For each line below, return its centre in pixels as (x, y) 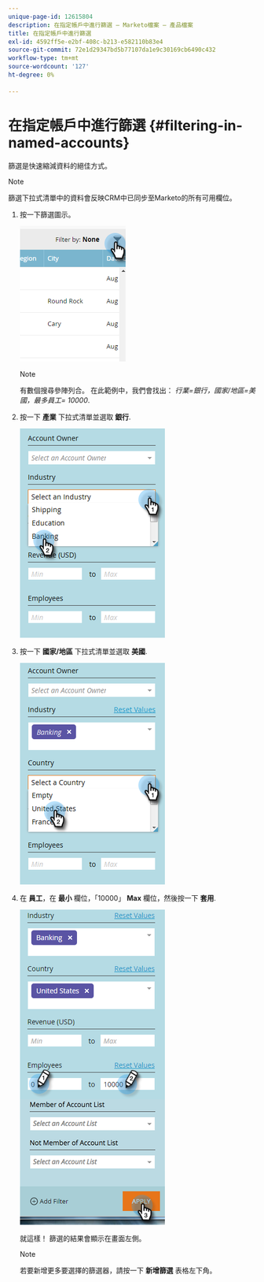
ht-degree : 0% (31, 75)
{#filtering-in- (196, 125)
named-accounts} (69, 143)
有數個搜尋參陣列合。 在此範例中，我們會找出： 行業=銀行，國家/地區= (134, 390)
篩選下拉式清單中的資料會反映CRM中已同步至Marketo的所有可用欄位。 (123, 198)
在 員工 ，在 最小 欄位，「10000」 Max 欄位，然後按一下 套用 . (117, 897)
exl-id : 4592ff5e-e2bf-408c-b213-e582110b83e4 (86, 42)
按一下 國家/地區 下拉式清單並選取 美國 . (83, 651)
